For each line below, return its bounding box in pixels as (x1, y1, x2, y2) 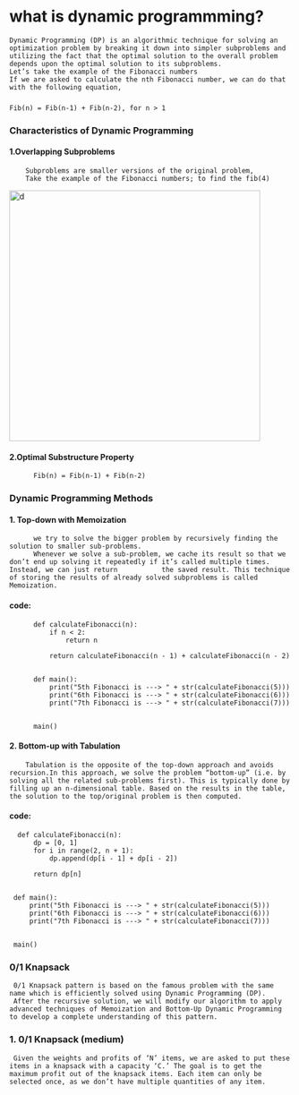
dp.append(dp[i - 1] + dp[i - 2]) (48, 853, 178, 863)
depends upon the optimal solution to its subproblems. (9, 59, 222, 68)
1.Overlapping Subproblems (9, 146, 115, 158)
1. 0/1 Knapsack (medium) (9, 1033, 124, 1046)
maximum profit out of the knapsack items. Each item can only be (9, 1069, 262, 1078)
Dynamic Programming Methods (9, 492, 154, 505)
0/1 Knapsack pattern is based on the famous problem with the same (13, 981, 275, 990)
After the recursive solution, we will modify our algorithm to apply (13, 997, 282, 1006)
